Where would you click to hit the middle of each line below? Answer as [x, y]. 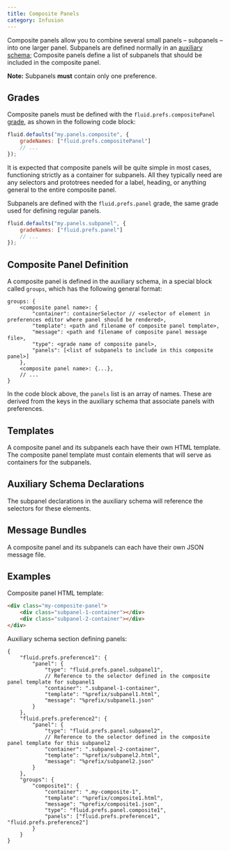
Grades [23, 97]
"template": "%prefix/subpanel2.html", [102, 755]
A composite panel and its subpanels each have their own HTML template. [114, 447]
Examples [29, 576]
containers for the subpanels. [49, 462]
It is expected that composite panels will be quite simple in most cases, [109, 167]
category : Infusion [36, 20]
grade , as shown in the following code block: [71, 122]
